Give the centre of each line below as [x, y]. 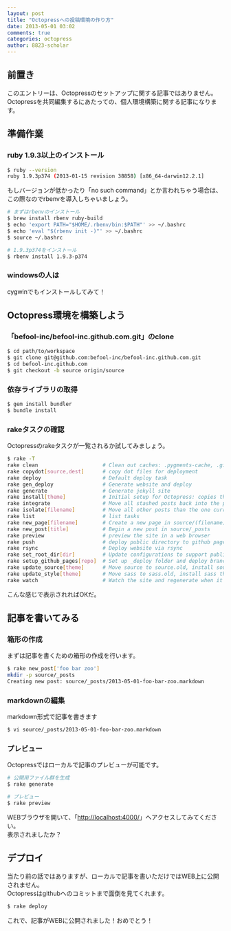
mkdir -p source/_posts [41, 675]
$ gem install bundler [40, 404]
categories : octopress [40, 39]
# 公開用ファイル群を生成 [38, 778]
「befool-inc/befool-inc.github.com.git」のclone [90, 336]
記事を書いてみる [43, 618]
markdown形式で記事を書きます [52, 717]
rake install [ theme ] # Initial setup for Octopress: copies [112, 497]
